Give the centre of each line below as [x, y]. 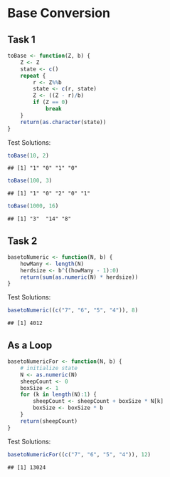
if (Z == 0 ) [51, 102]
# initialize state [49, 368]
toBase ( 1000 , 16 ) [33, 206]
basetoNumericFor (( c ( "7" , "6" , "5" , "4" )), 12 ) [79, 454]
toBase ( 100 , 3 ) [30, 181]
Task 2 [22, 241]
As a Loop [30, 345]
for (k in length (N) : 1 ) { [59, 395]
